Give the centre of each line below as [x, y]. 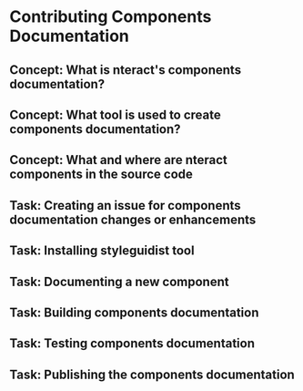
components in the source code [101, 175]
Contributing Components [111, 17]
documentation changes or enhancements [133, 219]
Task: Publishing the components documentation [152, 374]
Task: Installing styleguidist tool [102, 251]
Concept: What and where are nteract [118, 160]
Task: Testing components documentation [132, 344]
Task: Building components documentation [134, 312]
